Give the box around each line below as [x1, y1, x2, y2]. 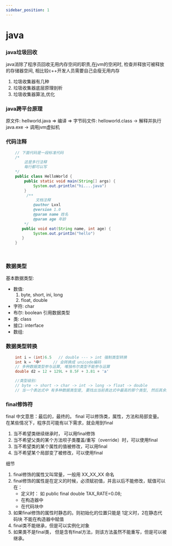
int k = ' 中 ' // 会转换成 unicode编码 [15, 360, 102, 365]
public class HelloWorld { [15, 174, 72, 179]
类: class [13, 316, 32, 322]
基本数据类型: [6, 275, 35, 281]
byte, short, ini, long [20, 292, 63, 298]
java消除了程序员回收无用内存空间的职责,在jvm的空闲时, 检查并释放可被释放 [6, 61, 165, 67]
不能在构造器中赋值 [23, 516, 64, 523]
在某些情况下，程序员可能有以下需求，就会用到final [6, 420, 114, 426]
